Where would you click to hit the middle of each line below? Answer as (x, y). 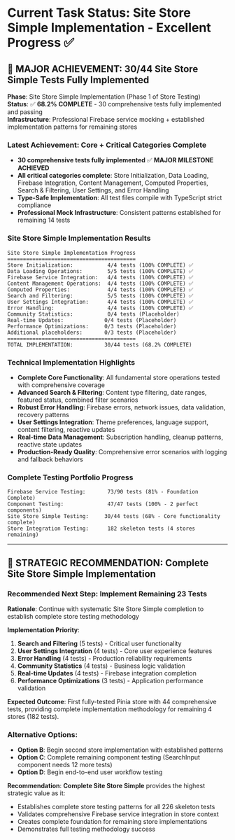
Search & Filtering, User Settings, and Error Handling (93, 190)
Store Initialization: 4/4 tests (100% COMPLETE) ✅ (100, 265)
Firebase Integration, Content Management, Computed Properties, (113, 183)
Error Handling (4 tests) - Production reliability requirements (105, 658)
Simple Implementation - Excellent (109, 28)
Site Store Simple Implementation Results (79, 238)
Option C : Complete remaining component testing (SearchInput (109, 757)
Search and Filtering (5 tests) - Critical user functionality (99, 643)
